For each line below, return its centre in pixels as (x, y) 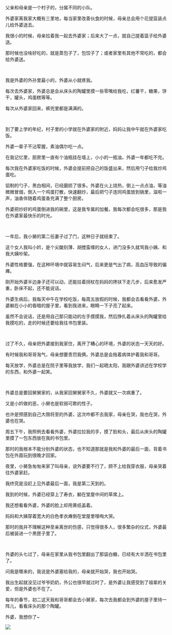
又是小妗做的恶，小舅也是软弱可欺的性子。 (50, 403)
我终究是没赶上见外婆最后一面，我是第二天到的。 (57, 483)
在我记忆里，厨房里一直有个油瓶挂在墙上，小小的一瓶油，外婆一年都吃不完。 (86, 157)
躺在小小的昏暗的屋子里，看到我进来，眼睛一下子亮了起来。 (72, 305)
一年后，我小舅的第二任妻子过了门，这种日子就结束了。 (63, 236)
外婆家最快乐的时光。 (32, 216)
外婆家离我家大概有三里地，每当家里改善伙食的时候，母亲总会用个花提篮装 (84, 18)
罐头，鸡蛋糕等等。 (34, 97)
